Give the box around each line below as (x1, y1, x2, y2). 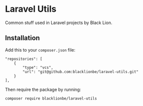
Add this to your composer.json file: (5, 47, 76, 53)
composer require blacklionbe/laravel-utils (5, 96, 97, 101)
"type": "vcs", (22, 65, 54, 70)
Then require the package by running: (5, 86, 82, 92)
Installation (5, 34, 40, 42)
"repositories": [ (5, 56, 42, 61)
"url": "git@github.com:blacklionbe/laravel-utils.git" (22, 69, 139, 74)
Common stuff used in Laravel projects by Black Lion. (5, 20, 112, 26)
